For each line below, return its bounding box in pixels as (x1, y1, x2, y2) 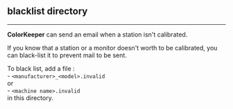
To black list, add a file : (7, 64, 75, 72)
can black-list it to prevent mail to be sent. (7, 51, 127, 59)
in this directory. (7, 93, 53, 102)
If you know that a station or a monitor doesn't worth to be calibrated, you (7, 43, 218, 52)
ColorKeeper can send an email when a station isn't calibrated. (7, 30, 188, 39)
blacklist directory (7, 6, 88, 17)
